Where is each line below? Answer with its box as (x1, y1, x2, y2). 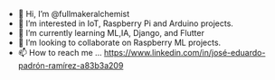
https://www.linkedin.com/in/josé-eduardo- (103, 48, 266, 58)
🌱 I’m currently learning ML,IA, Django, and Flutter (17, 28, 205, 38)
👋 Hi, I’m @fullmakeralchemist (17, 9, 130, 19)
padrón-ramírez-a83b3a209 (17, 60, 124, 71)
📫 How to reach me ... (17, 48, 102, 58)
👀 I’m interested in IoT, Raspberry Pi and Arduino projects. (17, 18, 233, 29)
